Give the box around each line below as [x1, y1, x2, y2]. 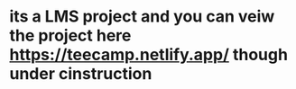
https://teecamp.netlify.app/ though [9, 45, 289, 65]
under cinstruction [9, 64, 153, 85]
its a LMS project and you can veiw [9, 6, 275, 27]
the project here [9, 25, 132, 46]
